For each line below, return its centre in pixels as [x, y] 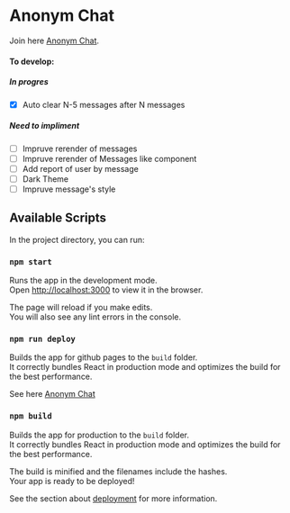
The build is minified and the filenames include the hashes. [118, 471]
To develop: [32, 61]
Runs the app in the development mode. [83, 280]
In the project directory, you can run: [77, 239]
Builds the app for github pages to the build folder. [104, 357]
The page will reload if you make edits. [81, 307]
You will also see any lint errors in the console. [95, 317]
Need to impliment [45, 126]
